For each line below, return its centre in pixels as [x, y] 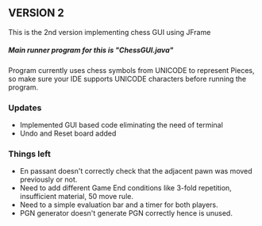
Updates [25, 108]
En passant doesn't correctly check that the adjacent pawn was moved [136, 171]
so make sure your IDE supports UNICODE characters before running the [127, 79]
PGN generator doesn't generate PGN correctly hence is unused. [126, 213]
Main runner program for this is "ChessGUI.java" [91, 50]
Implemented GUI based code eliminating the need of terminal [121, 125]
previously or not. [48, 180]
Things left [30, 154]
